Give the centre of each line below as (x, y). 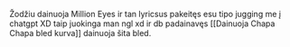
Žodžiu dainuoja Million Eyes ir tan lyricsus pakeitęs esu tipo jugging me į (145, 14)
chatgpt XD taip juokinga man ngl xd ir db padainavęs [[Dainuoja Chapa (142, 23)
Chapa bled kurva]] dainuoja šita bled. (80, 33)
